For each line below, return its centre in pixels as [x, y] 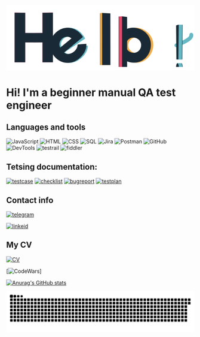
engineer [29, 105]
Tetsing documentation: [52, 167]
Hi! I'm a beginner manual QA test [91, 92]
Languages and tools [46, 127]
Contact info [30, 200]
